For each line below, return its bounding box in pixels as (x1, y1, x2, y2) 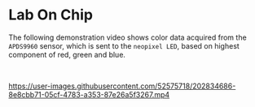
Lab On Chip (8, 6, 94, 24)
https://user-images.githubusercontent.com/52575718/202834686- (8, 81, 236, 91)
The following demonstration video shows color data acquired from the (8, 32, 247, 42)
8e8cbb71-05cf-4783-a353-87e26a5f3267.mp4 (8, 89, 170, 99)
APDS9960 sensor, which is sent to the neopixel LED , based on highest (8, 41, 240, 50)
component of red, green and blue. (8, 49, 126, 59)
